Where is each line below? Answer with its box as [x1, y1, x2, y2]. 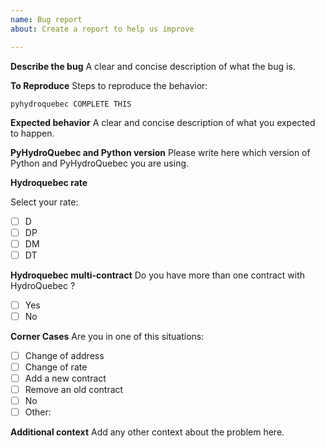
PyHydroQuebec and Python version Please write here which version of [10, 146, 311, 158]
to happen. [10, 127, 55, 139]
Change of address [24, 349, 105, 361]
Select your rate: [10, 196, 79, 208]
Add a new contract [24, 372, 107, 384]
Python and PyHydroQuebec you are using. [10, 157, 190, 169]
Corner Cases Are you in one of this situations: [10, 330, 205, 342]
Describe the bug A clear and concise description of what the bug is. [10, 60, 296, 72]
